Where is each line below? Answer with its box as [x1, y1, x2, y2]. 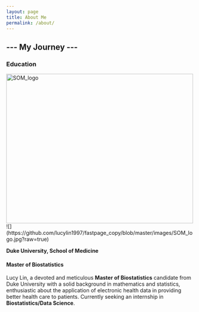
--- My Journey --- [6, 42, 78, 52]
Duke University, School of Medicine [6, 247, 99, 255]
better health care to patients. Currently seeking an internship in [6, 293, 164, 301]
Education [6, 60, 37, 68]
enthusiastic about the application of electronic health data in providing [6, 287, 182, 294]
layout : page [6, 8, 39, 15]
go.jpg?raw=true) [6, 235, 49, 243]
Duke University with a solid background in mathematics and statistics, [6, 280, 180, 287]
